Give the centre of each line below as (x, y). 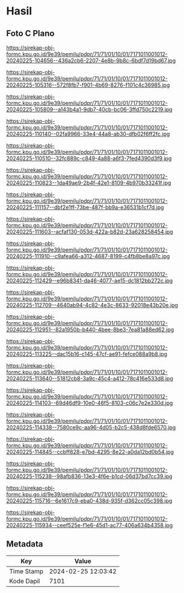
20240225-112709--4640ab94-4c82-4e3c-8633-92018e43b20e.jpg (92, 305)
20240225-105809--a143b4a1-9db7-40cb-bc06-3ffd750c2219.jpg (89, 109)
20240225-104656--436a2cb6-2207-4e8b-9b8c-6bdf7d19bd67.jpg (91, 61)
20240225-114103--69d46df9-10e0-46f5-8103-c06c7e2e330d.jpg (90, 403)
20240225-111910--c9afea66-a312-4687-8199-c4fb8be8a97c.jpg (88, 256)
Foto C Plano (30, 33)
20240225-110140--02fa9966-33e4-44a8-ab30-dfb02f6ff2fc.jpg (88, 134)
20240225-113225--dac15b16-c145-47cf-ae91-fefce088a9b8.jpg (87, 354)
